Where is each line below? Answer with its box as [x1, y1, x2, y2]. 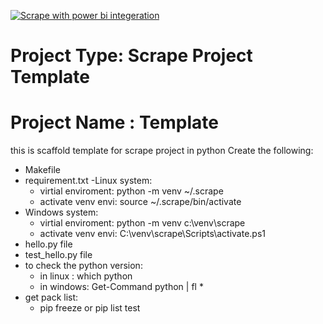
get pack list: [24, 291, 79, 304]
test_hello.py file [24, 249, 93, 261]
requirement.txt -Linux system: [24, 175, 153, 187]
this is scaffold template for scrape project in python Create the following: [10, 145, 314, 157]
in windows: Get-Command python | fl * [39, 281, 204, 293]
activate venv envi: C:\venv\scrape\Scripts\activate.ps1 [39, 228, 267, 240]
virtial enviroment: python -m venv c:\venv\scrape [39, 217, 246, 229]
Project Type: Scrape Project [10, 45, 253, 67]
